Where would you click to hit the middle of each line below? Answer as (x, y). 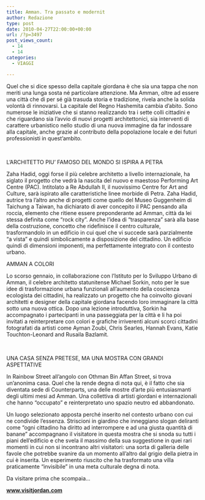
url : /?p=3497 (24, 35)
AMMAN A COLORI (30, 263)
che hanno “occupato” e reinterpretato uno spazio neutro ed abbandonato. (100, 403)
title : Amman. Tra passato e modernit (56, 12)
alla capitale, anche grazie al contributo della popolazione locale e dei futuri (102, 132)
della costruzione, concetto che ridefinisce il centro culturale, (84, 226)
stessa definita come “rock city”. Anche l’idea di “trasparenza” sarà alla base (103, 219)
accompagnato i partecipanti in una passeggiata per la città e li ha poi (94, 315)
